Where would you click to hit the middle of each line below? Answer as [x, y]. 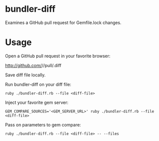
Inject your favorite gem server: [37, 102]
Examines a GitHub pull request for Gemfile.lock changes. [63, 23]
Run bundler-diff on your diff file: [38, 84]
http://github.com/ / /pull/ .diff [33, 65]
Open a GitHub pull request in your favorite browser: [58, 56]
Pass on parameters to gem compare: [43, 125]
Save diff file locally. [25, 75]
